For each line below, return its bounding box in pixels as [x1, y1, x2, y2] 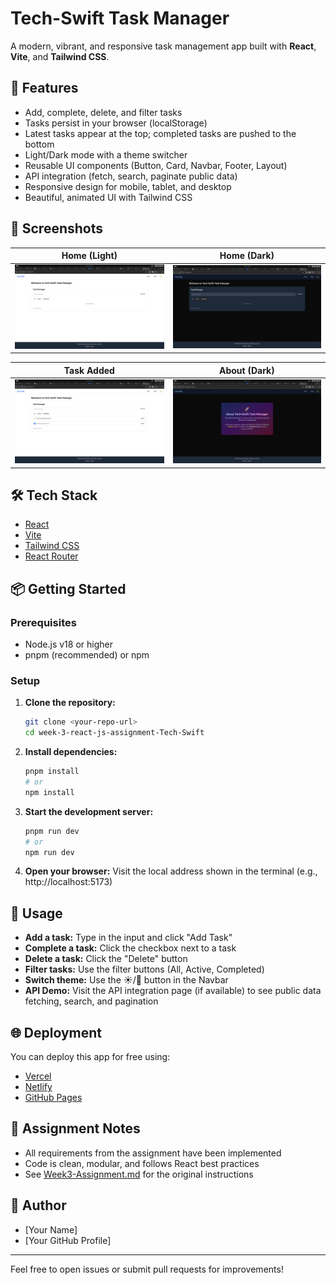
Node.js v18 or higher [24, 638, 113, 651]
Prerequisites [10, 615, 77, 629]
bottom [24, 138, 55, 150]
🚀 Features [10, 80, 79, 97]
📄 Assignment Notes [10, 1120, 141, 1137]
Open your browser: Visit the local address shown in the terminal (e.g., [24, 865, 318, 877]
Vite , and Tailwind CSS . [10, 50, 110, 62]
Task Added [63, 364, 115, 376]
